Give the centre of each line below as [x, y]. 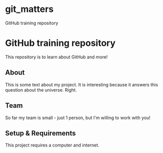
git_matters [29, 9]
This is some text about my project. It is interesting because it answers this [81, 84]
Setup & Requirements [41, 133]
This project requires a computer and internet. [52, 145]
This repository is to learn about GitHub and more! [56, 57]
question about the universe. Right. [41, 90]
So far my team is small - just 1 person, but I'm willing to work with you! [78, 118]
